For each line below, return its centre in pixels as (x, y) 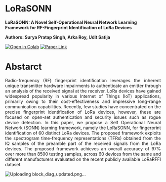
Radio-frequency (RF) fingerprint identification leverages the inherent (83, 80)
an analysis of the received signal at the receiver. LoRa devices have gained (83, 91)
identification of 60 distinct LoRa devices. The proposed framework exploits (83, 133)
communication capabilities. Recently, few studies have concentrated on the (83, 106)
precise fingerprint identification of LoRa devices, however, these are (83, 112)
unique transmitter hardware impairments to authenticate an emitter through (83, 86)
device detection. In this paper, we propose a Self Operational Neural (83, 122)
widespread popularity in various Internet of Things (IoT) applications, (83, 96)
